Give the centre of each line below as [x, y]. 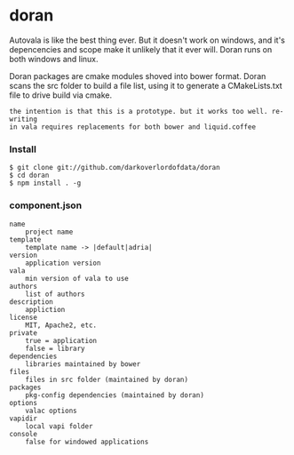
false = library [56, 348]
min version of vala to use [77, 278]
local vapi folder [59, 426]
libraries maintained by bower [83, 364]
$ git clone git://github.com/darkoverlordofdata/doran [115, 168]
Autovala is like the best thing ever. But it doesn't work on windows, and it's [147, 40]
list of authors [56, 294]
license [24, 317]
